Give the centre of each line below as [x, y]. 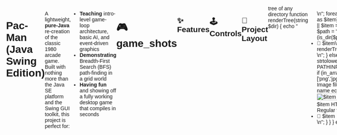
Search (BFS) [95, 67]
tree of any [280, 9]
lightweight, [58, 20]
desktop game [96, 102]
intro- [109, 14]
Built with [55, 67]
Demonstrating [98, 55]
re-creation [57, 31]
